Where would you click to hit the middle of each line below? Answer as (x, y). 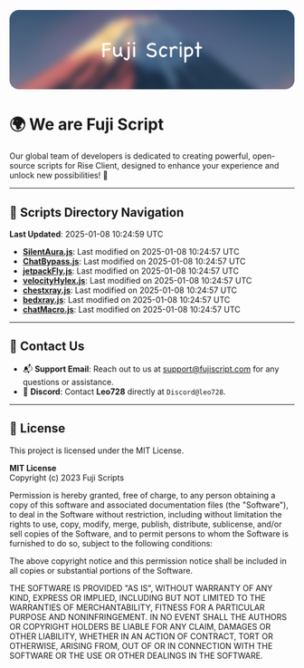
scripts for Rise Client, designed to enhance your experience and (158, 166)
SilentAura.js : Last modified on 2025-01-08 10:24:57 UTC (131, 252)
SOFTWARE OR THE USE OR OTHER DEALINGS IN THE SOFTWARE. (136, 655)
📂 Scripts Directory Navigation (97, 213)
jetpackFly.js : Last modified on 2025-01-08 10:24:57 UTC (131, 271)
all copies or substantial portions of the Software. (101, 570)
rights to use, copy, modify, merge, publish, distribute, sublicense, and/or (146, 524)
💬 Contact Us (47, 347)
